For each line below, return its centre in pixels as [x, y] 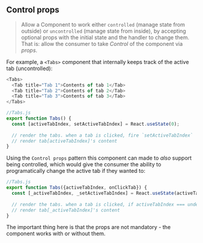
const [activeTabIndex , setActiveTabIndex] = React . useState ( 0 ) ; [96, 124]
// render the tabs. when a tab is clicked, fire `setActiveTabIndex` [102, 135]
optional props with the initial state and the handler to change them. [105, 37]
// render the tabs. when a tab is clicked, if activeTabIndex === [98, 204]
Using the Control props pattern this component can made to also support [99, 158]
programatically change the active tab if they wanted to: [76, 171]
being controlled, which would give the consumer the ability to [84, 164]
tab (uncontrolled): [30, 68]
